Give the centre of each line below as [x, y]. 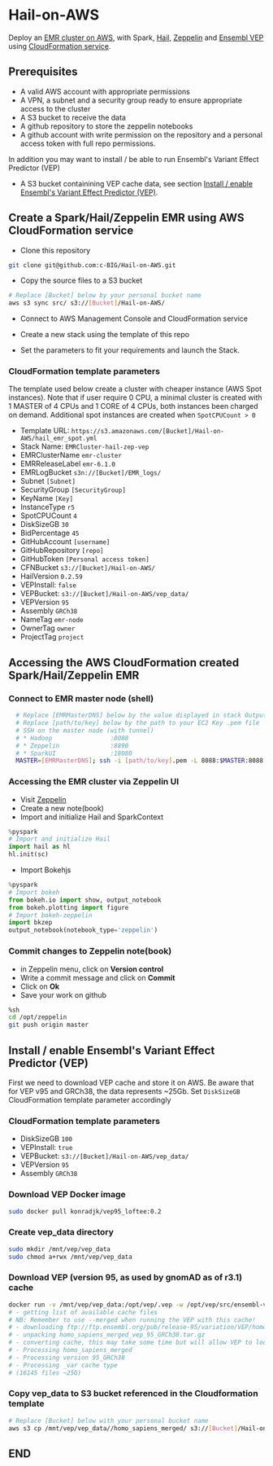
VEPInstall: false [48, 585]
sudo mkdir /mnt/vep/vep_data [60, 1249]
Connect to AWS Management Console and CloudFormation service [134, 318]
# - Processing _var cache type [63, 1365]
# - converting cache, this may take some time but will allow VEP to [130, 1343]
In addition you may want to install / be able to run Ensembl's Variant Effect [134, 159]
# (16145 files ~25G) [45, 1373]
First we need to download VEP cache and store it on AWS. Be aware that [131, 1082]
